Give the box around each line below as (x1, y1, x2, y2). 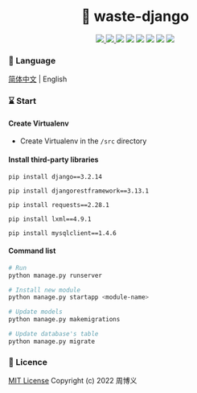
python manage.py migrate (8, 337, 95, 345)
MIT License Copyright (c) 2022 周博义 (8, 376, 137, 386)
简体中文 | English (8, 74, 68, 84)
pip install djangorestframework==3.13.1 (8, 187, 150, 195)
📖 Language (8, 55, 56, 66)
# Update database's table (8, 330, 99, 338)
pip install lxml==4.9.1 (8, 215, 92, 223)
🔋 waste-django (80, 7, 190, 26)
